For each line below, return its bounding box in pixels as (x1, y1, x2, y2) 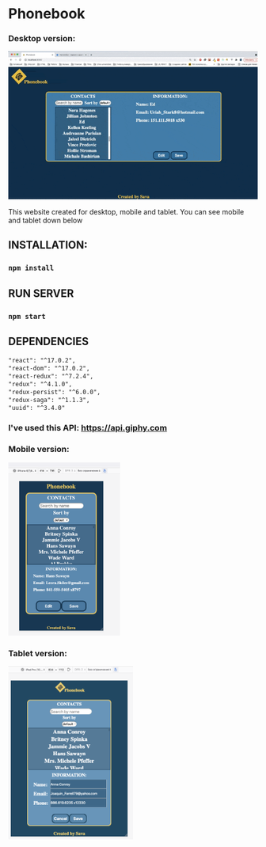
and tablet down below (8, 215, 83, 225)
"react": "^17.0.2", (8, 357, 77, 365)
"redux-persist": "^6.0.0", (8, 389, 101, 397)
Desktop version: (8, 33, 76, 44)
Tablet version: (8, 648, 67, 659)
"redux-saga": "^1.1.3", (8, 397, 90, 405)
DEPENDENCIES (8, 335, 89, 348)
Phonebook (8, 5, 85, 23)
